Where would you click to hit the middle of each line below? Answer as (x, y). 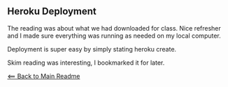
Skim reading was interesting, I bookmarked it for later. (86, 63)
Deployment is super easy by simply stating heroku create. (92, 49)
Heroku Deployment (52, 11)
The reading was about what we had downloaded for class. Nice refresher (114, 28)
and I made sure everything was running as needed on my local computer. (114, 35)
